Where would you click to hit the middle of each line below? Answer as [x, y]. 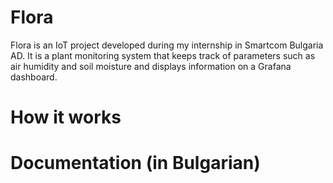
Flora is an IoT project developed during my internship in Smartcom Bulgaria [167, 45]
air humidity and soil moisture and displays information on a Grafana [151, 66]
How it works [66, 117]
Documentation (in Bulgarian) [135, 163]
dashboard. [34, 77]
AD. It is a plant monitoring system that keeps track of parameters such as [163, 55]
